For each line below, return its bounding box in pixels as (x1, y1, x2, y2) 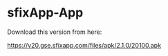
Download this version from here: (7, 28, 102, 36)
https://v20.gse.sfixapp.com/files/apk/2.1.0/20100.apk (7, 41, 161, 49)
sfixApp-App (7, 5, 84, 21)
